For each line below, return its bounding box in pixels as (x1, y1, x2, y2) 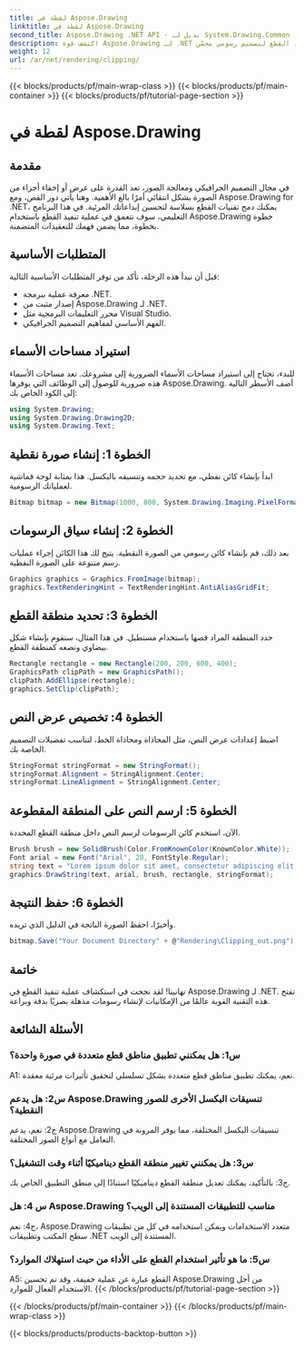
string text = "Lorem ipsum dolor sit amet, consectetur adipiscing (9, 861, 274, 871)
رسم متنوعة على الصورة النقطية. (9, 556, 121, 567)
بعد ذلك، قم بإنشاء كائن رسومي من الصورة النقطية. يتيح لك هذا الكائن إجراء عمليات (9, 546, 290, 558)
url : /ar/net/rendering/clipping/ (9, 55, 141, 64)
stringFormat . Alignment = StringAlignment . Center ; (9, 769, 205, 779)
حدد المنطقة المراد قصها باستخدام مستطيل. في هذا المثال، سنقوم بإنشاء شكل (9, 632, 274, 643)
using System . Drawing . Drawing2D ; (9, 413, 136, 422)
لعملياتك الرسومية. (9, 480, 73, 491)
